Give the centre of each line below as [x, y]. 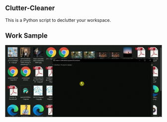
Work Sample [27, 36]
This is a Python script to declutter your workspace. [58, 20]
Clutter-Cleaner [30, 8]
